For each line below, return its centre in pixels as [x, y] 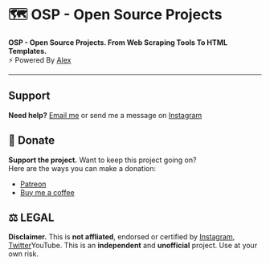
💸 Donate [32, 141]
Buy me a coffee [47, 192]
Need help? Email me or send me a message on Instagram [105, 115]
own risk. [23, 254]
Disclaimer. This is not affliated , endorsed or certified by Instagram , [122, 237]
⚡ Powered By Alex [40, 59]
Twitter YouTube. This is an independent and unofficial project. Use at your [133, 246]
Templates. [27, 51]
